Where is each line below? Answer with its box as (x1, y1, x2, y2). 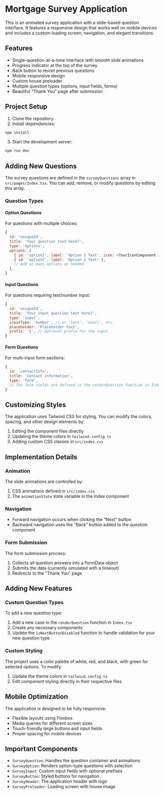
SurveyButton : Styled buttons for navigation (12, 773, 100, 779)
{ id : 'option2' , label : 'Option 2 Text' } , (14, 257, 106, 262)
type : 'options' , (9, 243, 45, 248)
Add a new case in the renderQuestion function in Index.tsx (12, 619, 133, 625)
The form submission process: (5, 550, 66, 556)
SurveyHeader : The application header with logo (12, 778, 107, 784)
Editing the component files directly (12, 428, 84, 434)
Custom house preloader (12, 78, 62, 84)
